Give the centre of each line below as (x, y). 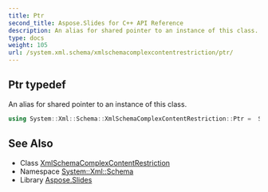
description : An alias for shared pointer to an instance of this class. (134, 30)
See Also (31, 144)
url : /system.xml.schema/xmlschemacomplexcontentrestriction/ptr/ (121, 53)
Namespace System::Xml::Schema (77, 171)
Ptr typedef (37, 85)
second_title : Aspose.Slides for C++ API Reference (96, 23)
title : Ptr (26, 16)
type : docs (26, 38)
